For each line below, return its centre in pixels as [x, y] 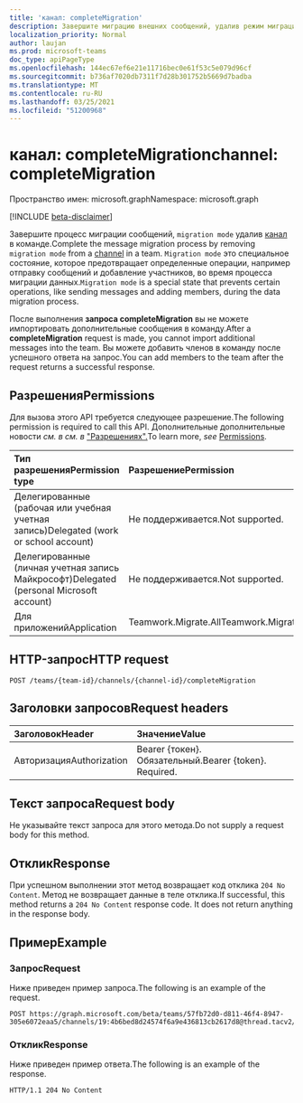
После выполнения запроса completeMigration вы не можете [129, 319]
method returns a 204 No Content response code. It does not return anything [151, 904]
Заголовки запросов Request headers [119, 708]
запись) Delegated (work [66, 530]
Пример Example [58, 943]
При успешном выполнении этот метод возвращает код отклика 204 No [147, 885]
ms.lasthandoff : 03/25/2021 [62, 102]
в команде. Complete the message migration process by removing [132, 244]
